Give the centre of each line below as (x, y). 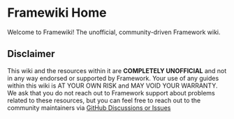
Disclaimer (31, 54)
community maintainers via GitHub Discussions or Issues (89, 108)
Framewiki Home (57, 13)
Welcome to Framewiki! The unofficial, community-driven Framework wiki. (114, 32)
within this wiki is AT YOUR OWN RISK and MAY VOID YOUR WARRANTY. (112, 86)
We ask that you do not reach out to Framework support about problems (111, 93)
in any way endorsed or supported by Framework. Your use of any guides (113, 78)
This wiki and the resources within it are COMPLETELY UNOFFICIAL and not (117, 70)
